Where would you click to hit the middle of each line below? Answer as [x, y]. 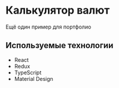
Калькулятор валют [58, 10]
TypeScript [28, 73]
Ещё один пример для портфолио [48, 27]
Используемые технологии [59, 45]
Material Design [33, 78]
